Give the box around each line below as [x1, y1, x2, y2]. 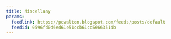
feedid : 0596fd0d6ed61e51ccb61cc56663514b [11, 24, 116, 30]
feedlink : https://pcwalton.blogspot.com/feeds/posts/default [11, 19, 166, 25]
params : [6, 14, 25, 19]
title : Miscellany [6, 8, 51, 14]
